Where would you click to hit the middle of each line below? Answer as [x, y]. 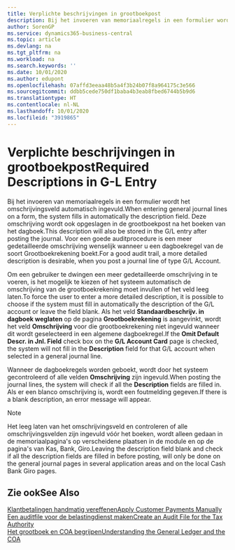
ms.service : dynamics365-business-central [70, 33]
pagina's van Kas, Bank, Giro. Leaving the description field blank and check [115, 449]
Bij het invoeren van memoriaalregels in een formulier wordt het [99, 201]
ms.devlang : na [29, 46]
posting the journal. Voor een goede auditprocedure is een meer [100, 238]
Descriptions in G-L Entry [82, 182]
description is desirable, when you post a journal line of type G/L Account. [114, 261]
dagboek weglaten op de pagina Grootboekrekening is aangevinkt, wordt [114, 319]
